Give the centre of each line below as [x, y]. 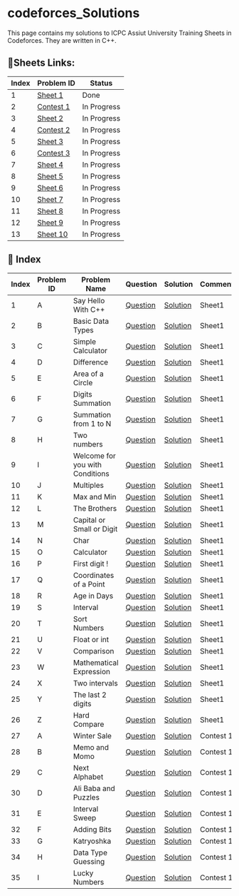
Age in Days [93, 596]
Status [101, 83]
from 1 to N [92, 424]
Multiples [89, 485]
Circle [83, 382]
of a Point [89, 584]
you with [87, 464]
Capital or [89, 520]
